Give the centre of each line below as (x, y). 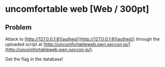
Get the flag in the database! (34, 59)
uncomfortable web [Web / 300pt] (77, 9)
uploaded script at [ (25, 44)
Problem (19, 27)
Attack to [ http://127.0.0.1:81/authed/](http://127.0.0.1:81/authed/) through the (82, 39)
